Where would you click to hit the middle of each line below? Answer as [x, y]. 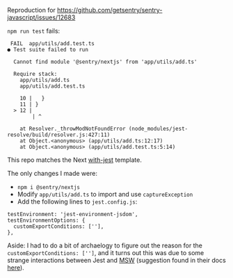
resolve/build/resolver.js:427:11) [59, 135]
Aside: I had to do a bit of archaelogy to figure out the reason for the [105, 245]
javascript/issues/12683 [41, 17]
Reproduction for [31, 10]
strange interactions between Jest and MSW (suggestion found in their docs [116, 260]
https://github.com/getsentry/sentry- [110, 10]
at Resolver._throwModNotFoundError [73, 129]
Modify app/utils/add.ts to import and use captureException [105, 194]
